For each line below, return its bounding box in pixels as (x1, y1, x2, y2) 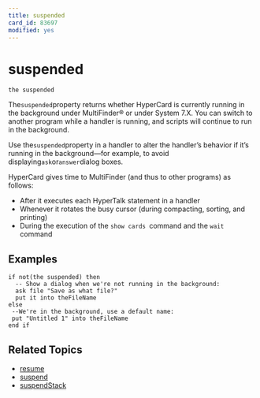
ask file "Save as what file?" (15, 287, 118, 296)
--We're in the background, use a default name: (11, 308, 175, 316)
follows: (8, 180, 34, 190)
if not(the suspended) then (8, 273, 101, 281)
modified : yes (8, 26, 55, 34)
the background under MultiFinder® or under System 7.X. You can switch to (8, 108, 253, 118)
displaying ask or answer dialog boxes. (8, 157, 124, 166)
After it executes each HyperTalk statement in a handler (19, 196, 201, 206)
